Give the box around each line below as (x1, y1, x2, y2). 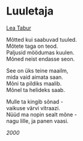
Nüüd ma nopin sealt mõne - (6, 111, 77, 118)
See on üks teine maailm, (6, 67, 69, 74)
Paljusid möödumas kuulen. (6, 48, 75, 56)
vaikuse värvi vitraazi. (6, 104, 60, 111)
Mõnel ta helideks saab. (6, 86, 65, 93)
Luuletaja (6, 4, 54, 18)
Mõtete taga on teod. (6, 42, 58, 50)
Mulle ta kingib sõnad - (6, 98, 63, 105)
